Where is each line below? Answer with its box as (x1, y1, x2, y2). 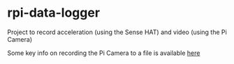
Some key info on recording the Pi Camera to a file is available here (7, 49, 200, 57)
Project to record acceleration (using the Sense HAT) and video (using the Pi (7, 28, 227, 36)
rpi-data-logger (7, 5, 100, 21)
